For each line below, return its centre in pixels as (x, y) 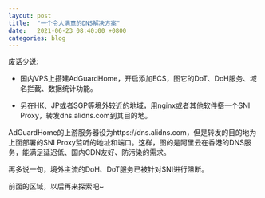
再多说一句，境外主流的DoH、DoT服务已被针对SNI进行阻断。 (109, 169)
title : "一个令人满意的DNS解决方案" (64, 23)
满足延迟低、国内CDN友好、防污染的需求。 (100, 152)
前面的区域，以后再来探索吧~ (56, 186)
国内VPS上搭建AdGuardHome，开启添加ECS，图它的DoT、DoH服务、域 (138, 79)
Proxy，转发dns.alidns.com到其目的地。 (86, 116)
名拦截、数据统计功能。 (58, 89)
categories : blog (37, 38)
